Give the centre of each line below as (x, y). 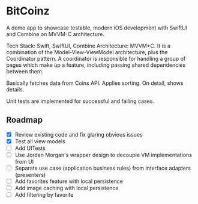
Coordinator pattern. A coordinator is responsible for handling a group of (96, 58)
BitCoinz (28, 11)
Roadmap (25, 120)
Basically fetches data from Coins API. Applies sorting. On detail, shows (95, 83)
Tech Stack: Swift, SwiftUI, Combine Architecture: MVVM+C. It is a (88, 46)
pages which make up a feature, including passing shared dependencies (96, 65)
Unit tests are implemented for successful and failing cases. (80, 101)
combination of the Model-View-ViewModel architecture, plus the (87, 52)
